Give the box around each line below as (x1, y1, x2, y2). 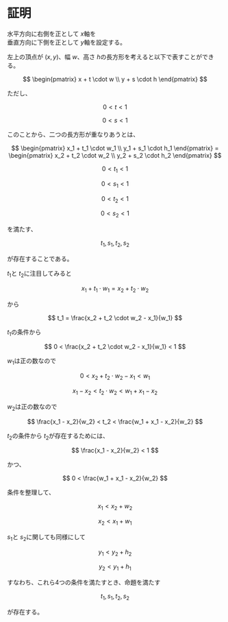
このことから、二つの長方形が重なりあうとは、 (7, 130, 139, 139)
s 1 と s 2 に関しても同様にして (7, 532, 86, 542)
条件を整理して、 (7, 488, 55, 497)
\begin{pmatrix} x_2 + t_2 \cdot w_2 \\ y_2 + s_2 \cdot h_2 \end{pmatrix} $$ (8, 151, 222, 159)
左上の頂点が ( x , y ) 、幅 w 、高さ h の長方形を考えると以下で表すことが (7, 52, 203, 61)
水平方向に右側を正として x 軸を (7, 29, 97, 38)
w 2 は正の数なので (7, 402, 58, 412)
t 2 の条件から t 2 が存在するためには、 (7, 431, 110, 442)
